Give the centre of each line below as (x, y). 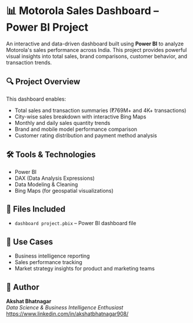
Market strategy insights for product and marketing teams (84, 269)
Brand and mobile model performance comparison (76, 129)
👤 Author (23, 287)
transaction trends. (29, 62)
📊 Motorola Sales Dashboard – (82, 11)
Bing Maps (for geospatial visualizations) (64, 190)
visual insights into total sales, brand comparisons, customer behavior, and (96, 56)
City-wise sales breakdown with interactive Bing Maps (80, 116)
